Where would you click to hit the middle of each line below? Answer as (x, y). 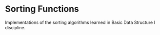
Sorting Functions (42, 9)
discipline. (15, 27)
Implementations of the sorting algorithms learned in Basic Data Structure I (80, 22)
